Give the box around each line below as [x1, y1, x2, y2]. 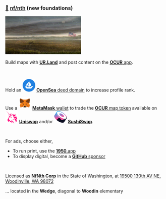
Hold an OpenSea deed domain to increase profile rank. [5, 87, 135, 93]
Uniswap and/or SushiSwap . [19, 119, 93, 125]
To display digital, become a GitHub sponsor [12, 154, 106, 160]
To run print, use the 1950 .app [12, 148, 76, 154]
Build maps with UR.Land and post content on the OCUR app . [5, 59, 133, 65]
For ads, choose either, [5, 138, 53, 144]
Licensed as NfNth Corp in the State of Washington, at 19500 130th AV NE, [5, 173, 161, 179]
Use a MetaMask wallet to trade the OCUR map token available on [5, 105, 157, 111]
